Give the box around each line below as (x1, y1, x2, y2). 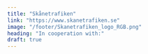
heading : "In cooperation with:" (7, 29, 105, 37)
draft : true (7, 36, 42, 43)
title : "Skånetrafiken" (7, 10, 77, 18)
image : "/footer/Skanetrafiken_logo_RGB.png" (7, 23, 142, 30)
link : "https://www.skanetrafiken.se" (7, 17, 120, 24)
